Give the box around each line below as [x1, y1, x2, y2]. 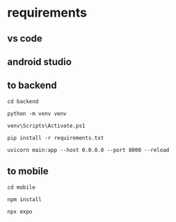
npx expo [7, 208, 33, 215]
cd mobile [7, 184, 36, 191]
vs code [7, 33, 43, 44]
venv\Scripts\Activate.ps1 [7, 122, 86, 129]
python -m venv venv [7, 110, 67, 117]
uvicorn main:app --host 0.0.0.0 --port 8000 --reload [7, 146, 170, 153]
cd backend [7, 98, 39, 105]
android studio [7, 55, 72, 67]
